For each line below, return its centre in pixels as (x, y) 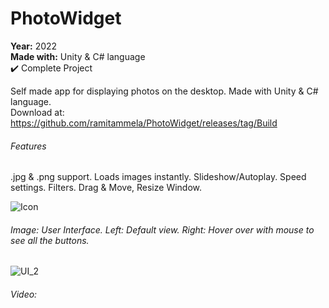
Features (28, 146)
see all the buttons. (50, 240)
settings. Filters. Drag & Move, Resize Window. (106, 188)
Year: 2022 (34, 46)
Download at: (37, 112)
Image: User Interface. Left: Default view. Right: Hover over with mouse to (162, 229)
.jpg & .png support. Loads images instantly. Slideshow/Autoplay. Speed (158, 177)
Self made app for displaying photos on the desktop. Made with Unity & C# (164, 91)
